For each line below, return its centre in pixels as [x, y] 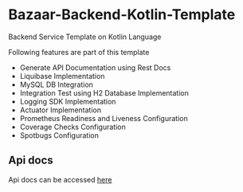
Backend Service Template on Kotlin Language [85, 37]
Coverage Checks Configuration [73, 127]
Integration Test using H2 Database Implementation [104, 92]
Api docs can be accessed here [60, 179]
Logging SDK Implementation [68, 101]
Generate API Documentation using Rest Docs [95, 67]
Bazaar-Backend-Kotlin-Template [122, 15]
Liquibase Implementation [62, 76]
